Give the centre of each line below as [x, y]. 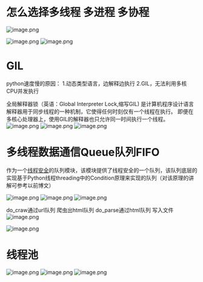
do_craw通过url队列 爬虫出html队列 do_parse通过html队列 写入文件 [90, 210]
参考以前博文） [35, 185]
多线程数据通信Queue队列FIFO [83, 153]
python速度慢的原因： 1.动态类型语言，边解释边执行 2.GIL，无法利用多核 [97, 83]
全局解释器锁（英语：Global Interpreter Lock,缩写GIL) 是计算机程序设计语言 [100, 104]
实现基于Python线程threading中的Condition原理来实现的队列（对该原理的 [98, 178]
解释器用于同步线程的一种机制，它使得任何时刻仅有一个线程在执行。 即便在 [100, 111]
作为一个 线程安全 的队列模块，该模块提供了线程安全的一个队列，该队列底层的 [102, 170]
